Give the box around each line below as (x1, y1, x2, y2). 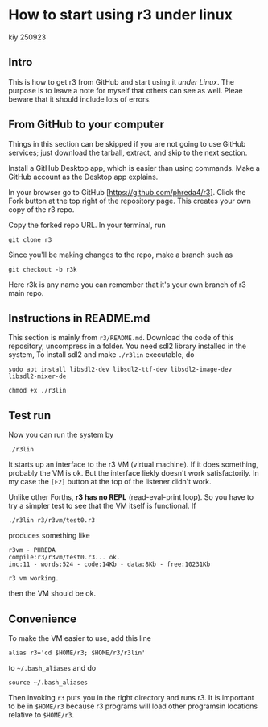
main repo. (8, 288, 44, 297)
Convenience (8, 612, 77, 625)
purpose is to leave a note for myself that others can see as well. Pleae (8, 85, 243, 95)
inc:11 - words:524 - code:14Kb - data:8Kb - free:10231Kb (8, 560, 211, 569)
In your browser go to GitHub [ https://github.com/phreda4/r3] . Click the (8, 187, 246, 197)
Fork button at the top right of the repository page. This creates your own (8, 196, 251, 206)
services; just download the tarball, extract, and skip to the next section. (8, 147, 248, 157)
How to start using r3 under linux (8, 6, 233, 24)
